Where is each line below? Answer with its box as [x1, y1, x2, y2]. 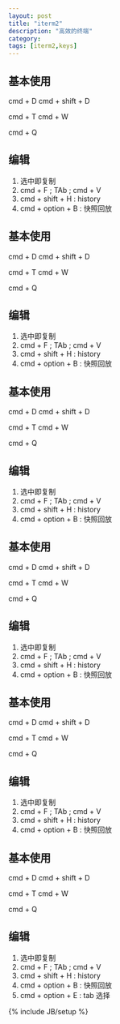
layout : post [8, 11, 52, 20]
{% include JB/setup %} [8, 1006, 89, 1016]
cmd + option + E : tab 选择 [19, 990, 110, 1000]
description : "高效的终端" [8, 27, 93, 35]
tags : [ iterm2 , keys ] [8, 42, 78, 50]
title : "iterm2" [8, 19, 63, 28]
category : [8, 34, 42, 43]
